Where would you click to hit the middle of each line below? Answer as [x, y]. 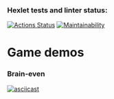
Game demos [46, 53]
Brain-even [26, 74]
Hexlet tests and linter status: [57, 10]
